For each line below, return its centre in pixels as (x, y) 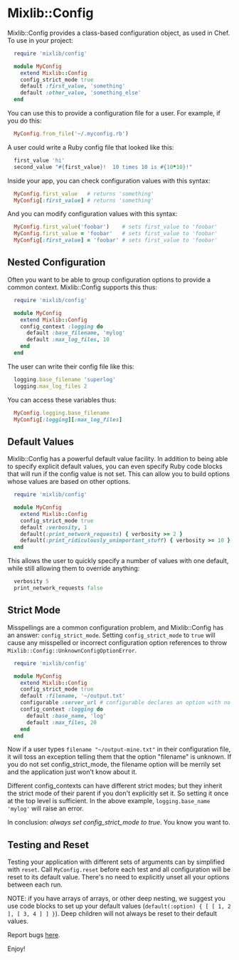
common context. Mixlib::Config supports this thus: (83, 287)
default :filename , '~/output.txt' (73, 696)
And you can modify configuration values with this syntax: (92, 214)
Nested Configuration (57, 263)
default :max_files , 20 (62, 722)
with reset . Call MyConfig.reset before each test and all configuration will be (119, 869)
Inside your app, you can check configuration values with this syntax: (109, 180)
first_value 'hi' (39, 160)
